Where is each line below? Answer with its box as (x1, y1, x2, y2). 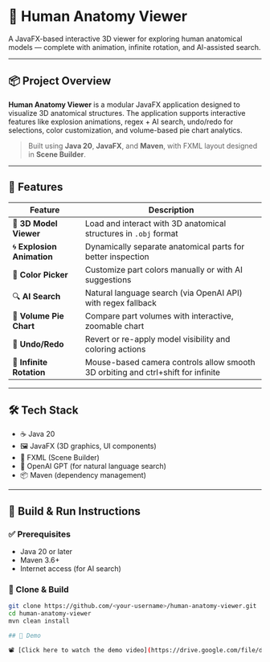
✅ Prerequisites (8, 528, 71, 540)
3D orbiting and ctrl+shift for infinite (84, 366, 221, 377)
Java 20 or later (19, 547, 73, 557)
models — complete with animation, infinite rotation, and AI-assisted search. (8, 42, 261, 51)
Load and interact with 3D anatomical (84, 217, 227, 228)
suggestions (84, 273, 132, 285)
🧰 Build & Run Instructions (8, 504, 141, 518)
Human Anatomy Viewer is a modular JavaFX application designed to (8, 100, 241, 109)
